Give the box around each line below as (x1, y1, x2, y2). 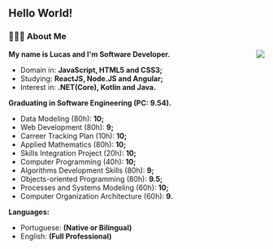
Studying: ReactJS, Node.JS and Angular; (19, 73, 164, 84)
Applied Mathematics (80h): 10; (19, 140, 127, 149)
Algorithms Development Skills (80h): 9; (19, 165, 154, 175)
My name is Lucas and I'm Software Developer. (8, 49, 171, 59)
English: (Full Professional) (19, 231, 112, 241)
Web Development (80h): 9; (19, 122, 114, 132)
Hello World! (8, 6, 73, 20)
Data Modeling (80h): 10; (19, 114, 104, 123)
